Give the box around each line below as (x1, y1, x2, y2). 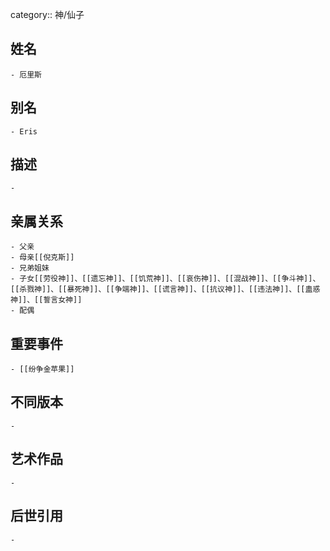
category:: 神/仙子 (10, 9, 85, 20)
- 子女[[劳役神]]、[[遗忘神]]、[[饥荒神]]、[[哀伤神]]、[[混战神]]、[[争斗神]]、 (10, 274, 321, 284)
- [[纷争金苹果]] (10, 364, 75, 375)
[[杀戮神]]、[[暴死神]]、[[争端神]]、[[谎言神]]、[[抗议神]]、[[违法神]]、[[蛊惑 (10, 284, 321, 295)
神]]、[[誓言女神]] (10, 295, 83, 305)
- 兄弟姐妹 (10, 263, 50, 273)
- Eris (10, 126, 38, 137)
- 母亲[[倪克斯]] (10, 253, 75, 263)
